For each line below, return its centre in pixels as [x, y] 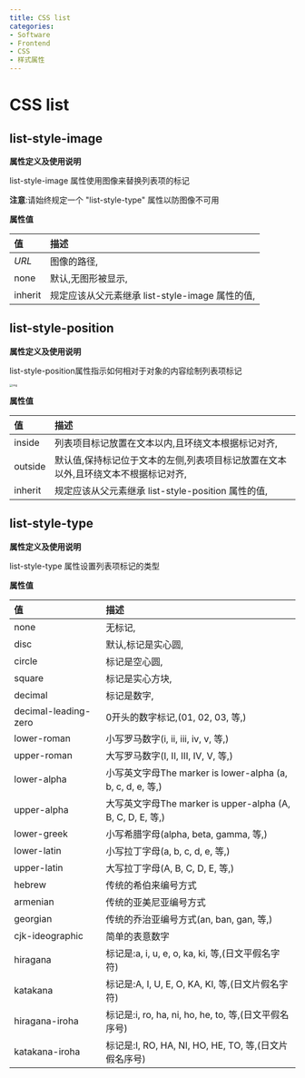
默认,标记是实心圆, [145, 644]
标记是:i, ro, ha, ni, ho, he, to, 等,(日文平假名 [197, 1014]
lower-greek [41, 834]
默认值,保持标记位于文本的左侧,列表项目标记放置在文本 [171, 460]
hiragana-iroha [46, 1021]
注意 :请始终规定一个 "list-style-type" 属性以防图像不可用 [114, 200]
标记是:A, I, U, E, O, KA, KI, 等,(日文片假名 [192, 984]
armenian [34, 902]
